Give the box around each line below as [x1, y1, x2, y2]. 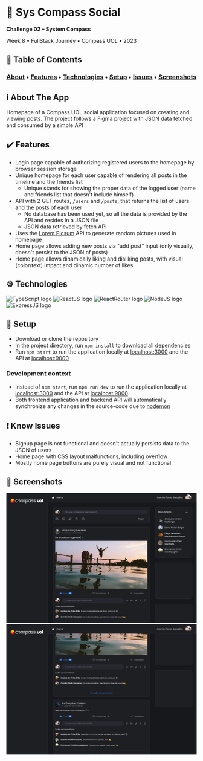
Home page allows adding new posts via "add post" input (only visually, [14, 242, 194, 250]
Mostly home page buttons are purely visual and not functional [14, 459, 172, 466]
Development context [6, 369, 71, 378]
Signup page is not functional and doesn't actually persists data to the [14, 439, 190, 447]
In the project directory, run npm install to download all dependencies [14, 342, 191, 349]
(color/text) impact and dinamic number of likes [14, 261, 134, 268]
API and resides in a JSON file [24, 216, 99, 224]
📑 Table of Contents [6, 54, 82, 65]
